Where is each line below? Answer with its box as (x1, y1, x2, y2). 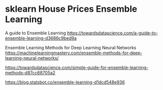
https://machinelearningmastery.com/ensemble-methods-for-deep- (5, 50, 143, 56)
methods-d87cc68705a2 (5, 69, 55, 75)
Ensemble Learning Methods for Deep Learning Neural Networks (5, 45, 136, 50)
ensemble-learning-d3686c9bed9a (5, 35, 77, 41)
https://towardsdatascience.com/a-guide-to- (67, 30, 158, 36)
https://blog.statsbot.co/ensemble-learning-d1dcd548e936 (5, 79, 125, 85)
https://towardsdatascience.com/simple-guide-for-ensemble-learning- (5, 65, 149, 70)
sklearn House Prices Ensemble (5, 3, 137, 15)
